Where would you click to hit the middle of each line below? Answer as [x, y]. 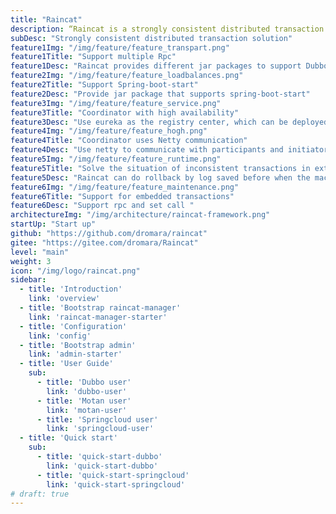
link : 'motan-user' [87, 410]
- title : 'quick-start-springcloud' [113, 475]
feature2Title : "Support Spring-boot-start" [104, 85]
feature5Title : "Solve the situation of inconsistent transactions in [160, 168]
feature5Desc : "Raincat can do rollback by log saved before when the [160, 177]
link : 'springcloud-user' [100, 429]
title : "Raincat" [46, 19]
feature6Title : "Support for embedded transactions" [122, 196]
